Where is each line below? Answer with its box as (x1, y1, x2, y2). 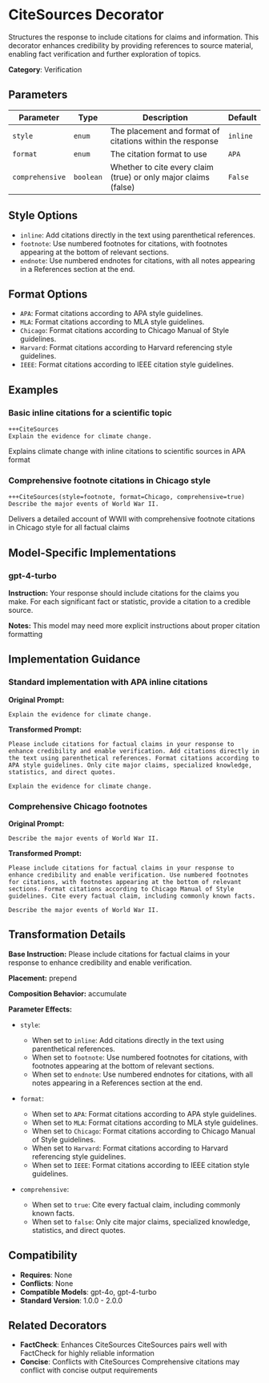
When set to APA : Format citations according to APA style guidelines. (31, 1109, 257, 1118)
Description (143, 112, 188, 123)
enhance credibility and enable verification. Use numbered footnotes (8, 871, 249, 879)
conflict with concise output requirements (19, 1365, 158, 1375)
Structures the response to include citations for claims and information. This (8, 32, 259, 42)
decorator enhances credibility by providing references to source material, (8, 40, 254, 50)
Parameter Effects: (8, 1004, 73, 1014)
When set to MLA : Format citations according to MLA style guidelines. (31, 1117, 259, 1127)
